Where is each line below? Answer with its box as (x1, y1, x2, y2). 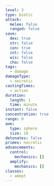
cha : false (10, 60, 33, 65)
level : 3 (5, 7, 24, 13)
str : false (10, 41, 33, 46)
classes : (5, 169, 24, 174)
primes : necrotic (5, 140, 42, 145)
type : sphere (10, 126, 38, 131)
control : (10, 150, 29, 155)
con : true (10, 45, 31, 50)
